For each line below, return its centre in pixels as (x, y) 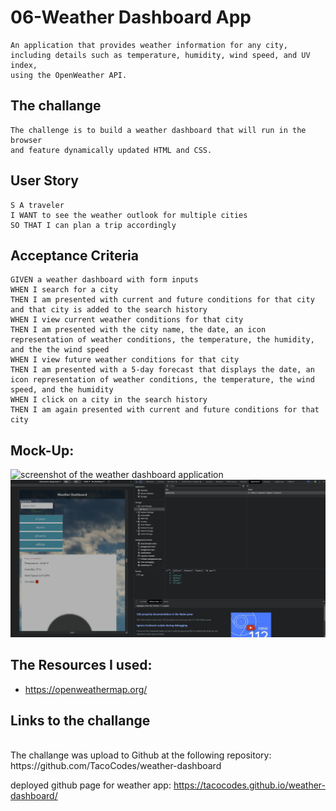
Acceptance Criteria (74, 255)
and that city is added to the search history (109, 310)
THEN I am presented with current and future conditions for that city (162, 300)
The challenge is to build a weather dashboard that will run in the (158, 130)
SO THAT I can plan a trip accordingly (93, 225)
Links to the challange (80, 720)
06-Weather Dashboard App (131, 17)
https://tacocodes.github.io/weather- (249, 785)
